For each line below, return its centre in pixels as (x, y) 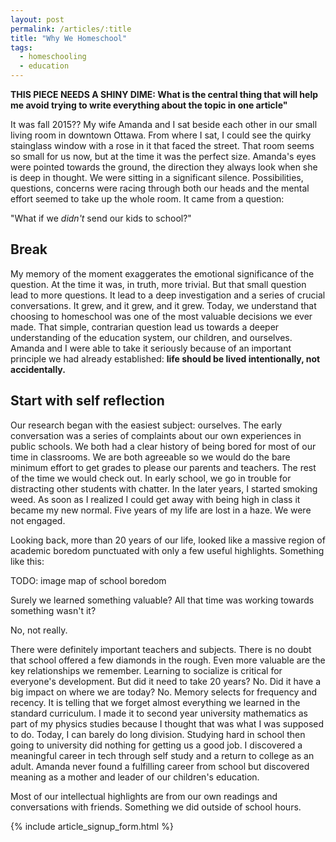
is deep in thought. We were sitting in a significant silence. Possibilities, (157, 177)
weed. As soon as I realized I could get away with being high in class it (155, 499)
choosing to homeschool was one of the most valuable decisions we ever (161, 316)
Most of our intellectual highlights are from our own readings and (144, 796)
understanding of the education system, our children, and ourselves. (151, 337)
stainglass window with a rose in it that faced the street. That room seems (162, 145)
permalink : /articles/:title (71, 29)
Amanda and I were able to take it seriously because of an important (151, 348)
